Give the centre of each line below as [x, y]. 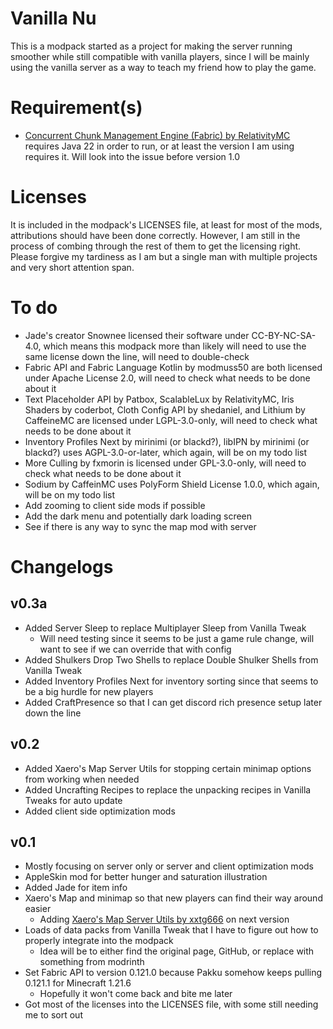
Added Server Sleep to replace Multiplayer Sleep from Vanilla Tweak [165, 628]
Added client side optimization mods [100, 811]
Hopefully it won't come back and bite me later [136, 994]
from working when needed [82, 779]
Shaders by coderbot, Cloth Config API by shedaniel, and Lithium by [165, 409]
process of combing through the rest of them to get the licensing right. [156, 246]
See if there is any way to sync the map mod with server [140, 526]
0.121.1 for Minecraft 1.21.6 [78, 983]
